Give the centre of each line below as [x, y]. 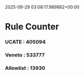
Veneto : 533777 [25, 55]
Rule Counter [32, 27]
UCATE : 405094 [25, 42]
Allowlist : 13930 [25, 68]
